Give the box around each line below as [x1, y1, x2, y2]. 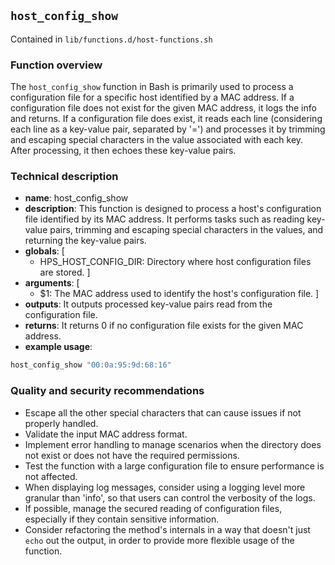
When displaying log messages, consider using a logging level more [24, 481, 306, 493]
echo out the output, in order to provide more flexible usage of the [24, 534, 295, 546]
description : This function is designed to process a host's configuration [24, 203, 322, 215]
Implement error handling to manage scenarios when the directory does [24, 438, 322, 450]
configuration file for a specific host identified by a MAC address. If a [10, 91, 295, 104]
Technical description [10, 170, 119, 184]
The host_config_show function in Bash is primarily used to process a [10, 81, 294, 93]
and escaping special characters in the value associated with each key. [10, 134, 304, 146]
